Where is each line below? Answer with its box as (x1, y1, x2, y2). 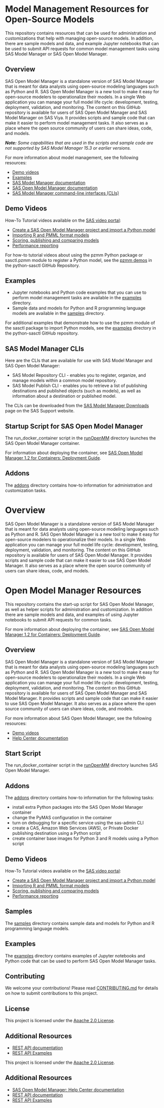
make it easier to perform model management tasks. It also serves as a (5, 120, 148, 126)
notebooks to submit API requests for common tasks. (5, 617, 113, 622)
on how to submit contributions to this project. (5, 990, 98, 996)
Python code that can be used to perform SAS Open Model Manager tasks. (5, 958, 157, 964)
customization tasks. (5, 487, 47, 493)
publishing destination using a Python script (12, 830, 101, 836)
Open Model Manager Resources (5, 585, 141, 596)
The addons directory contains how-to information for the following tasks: (5, 795, 154, 800)
